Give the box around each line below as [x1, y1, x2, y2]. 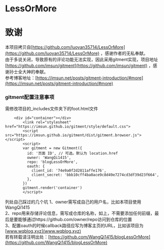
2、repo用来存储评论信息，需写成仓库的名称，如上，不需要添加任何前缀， [5, 210, 155, 217]
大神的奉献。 [22, 69, 48, 75]
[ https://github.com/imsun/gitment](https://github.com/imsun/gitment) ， [5, 62, 153, 69]
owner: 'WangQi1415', [27, 156, 71, 160]
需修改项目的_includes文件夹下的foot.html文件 [5, 106, 98, 112]
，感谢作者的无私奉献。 [100, 50, 148, 57]
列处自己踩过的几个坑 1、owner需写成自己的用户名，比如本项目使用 [5, 199, 141, 205]
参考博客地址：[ [5, 75, 37, 81]
